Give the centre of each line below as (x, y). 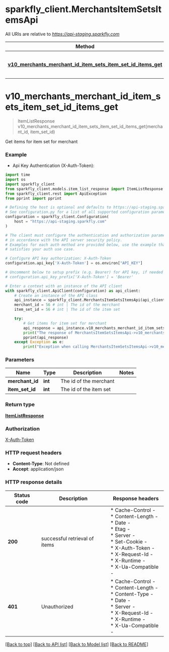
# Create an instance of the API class (56, 295)
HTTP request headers (33, 453)
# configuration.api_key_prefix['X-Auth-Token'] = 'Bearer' (70, 277)
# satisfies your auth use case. (40, 249)
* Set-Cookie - (129, 541)
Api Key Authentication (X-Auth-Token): (53, 166)
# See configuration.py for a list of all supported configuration (77, 212)
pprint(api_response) (46, 337)
